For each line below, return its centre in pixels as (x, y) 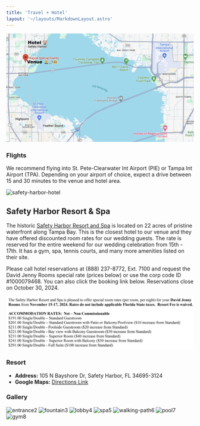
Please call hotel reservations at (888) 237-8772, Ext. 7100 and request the (98, 269)
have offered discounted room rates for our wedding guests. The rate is (94, 238)
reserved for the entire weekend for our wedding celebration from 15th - (95, 244)
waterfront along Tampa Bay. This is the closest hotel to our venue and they (99, 232)
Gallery (17, 397)
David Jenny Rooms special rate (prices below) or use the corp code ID (94, 275)
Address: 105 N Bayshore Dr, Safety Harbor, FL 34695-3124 (89, 375)
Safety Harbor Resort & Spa (58, 211)
